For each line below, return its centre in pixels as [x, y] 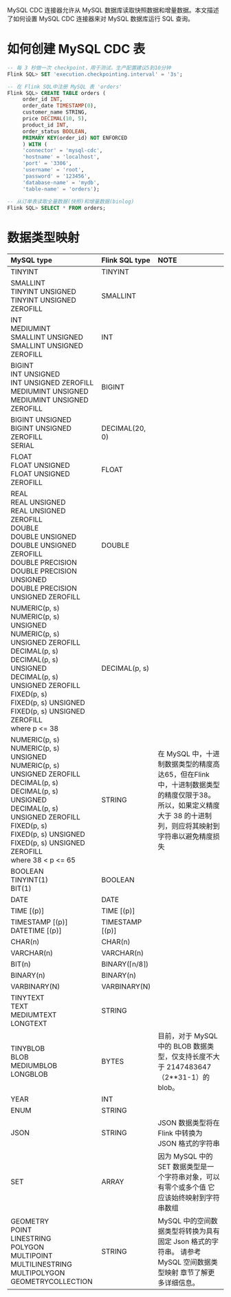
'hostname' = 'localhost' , [61, 157]
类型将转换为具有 [192, 1232]
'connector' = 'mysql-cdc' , [63, 151]
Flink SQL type [126, 260]
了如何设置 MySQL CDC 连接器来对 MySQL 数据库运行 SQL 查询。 [101, 19]
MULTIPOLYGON [38, 1273]
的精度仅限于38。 [186, 795]
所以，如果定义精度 [189, 806]
